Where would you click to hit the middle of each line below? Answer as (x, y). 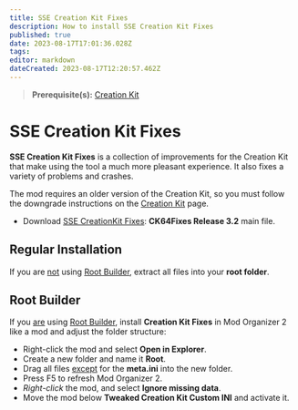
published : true (40, 35)
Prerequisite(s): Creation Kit (85, 94)
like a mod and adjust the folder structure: (88, 332)
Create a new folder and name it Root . (94, 359)
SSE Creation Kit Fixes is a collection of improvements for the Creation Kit (149, 157)
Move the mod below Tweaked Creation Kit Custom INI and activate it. (156, 398)
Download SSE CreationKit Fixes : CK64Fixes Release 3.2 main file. (149, 220)
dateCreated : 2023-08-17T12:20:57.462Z (85, 69)
